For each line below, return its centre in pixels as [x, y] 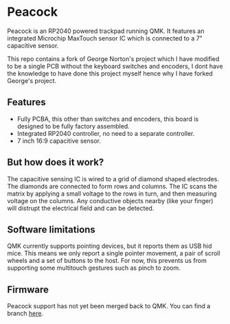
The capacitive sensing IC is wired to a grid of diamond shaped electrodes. [113, 178]
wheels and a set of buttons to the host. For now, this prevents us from [107, 261]
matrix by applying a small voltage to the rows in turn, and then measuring [112, 194]
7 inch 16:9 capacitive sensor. [59, 141]
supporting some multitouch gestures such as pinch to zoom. [94, 268]
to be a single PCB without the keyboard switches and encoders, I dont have [115, 66]
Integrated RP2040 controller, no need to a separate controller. [106, 133]
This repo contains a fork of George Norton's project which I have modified [113, 58]
